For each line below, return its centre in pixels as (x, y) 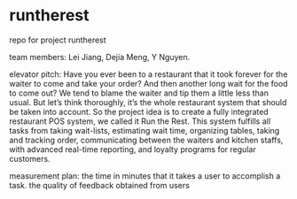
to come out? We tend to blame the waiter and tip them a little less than (139, 93)
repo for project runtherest (58, 40)
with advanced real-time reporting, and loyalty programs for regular (133, 149)
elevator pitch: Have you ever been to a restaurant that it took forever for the (148, 74)
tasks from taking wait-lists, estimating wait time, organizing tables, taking (145, 130)
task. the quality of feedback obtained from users (100, 185)
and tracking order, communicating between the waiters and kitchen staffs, (146, 140)
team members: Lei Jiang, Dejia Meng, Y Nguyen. (100, 57)
